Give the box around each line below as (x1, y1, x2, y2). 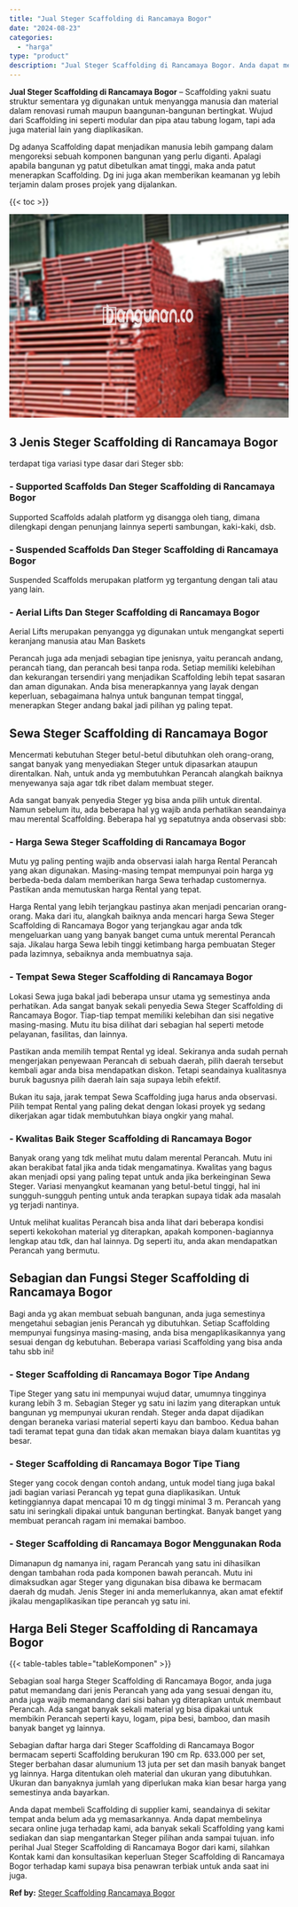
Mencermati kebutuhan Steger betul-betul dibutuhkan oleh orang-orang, (9, 750, 275, 760)
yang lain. (9, 584, 45, 595)
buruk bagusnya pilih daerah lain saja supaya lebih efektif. (9, 1074, 222, 1084)
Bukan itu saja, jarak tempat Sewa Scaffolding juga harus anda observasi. (9, 1091, 278, 1102)
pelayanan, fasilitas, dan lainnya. (9, 1028, 129, 1039)
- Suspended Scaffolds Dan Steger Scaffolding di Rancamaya (9, 543, 279, 556)
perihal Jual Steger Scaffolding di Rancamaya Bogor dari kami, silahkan (9, 1842, 271, 1853)
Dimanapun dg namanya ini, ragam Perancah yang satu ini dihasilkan (9, 1557, 261, 1568)
